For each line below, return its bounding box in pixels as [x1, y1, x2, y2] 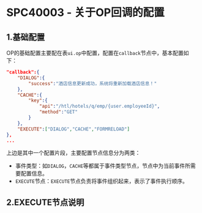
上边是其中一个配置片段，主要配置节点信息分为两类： [6, 149, 141, 157]
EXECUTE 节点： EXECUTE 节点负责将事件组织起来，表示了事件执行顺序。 [15, 177, 189, 185]
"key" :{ [28, 97, 48, 104]
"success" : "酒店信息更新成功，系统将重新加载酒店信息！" [28, 80, 157, 86]
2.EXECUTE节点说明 [6, 197, 84, 207]
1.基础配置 [6, 32, 45, 42]
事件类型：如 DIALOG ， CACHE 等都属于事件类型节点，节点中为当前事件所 [15, 162, 191, 170]
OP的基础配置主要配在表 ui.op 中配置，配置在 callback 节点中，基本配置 [6, 50, 184, 56]
